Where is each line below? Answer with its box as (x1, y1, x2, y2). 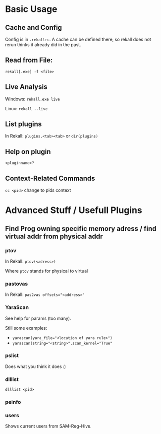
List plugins (5, 120, 42, 129)
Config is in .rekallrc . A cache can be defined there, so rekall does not (5, 36, 151, 42)
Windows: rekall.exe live (5, 96, 60, 102)
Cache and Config (5, 23, 62, 32)
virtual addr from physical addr (5, 232, 103, 240)
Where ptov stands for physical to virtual (5, 268, 88, 274)
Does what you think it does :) (5, 363, 66, 369)
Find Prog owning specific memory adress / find (5, 224, 157, 233)
